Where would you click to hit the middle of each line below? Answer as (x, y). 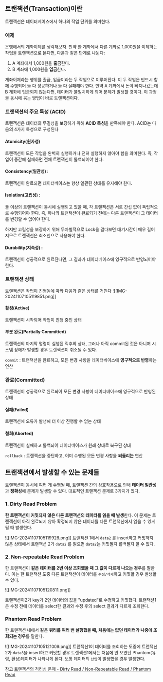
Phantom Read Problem (33, 619)
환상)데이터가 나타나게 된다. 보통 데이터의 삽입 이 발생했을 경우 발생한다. (78, 659)
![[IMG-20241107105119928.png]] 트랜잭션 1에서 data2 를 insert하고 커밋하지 (79, 538)
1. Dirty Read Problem (31, 504)
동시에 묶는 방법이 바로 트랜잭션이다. (45, 98)
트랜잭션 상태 (19, 279)
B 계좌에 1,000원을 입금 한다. (39, 69)
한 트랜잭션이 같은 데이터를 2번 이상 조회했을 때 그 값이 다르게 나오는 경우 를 (75, 568)
